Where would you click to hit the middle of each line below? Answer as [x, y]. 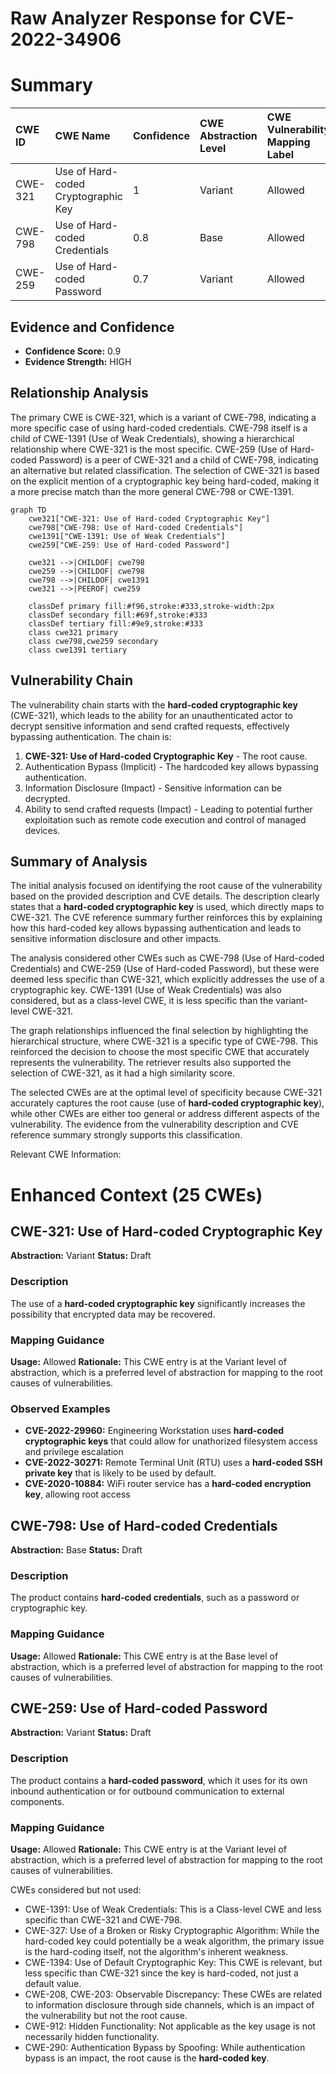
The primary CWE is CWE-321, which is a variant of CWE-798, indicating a [163, 417]
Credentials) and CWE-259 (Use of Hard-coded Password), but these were [165, 969]
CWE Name [82, 136]
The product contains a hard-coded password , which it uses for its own [159, 1780]
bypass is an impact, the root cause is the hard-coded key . [147, 2058]
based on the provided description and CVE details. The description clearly [165, 896]
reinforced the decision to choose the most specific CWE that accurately [160, 1052]
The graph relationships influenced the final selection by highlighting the [159, 1031]
